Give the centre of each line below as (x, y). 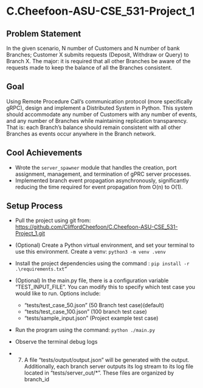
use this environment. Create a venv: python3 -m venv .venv (90, 252)
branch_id (37, 379)
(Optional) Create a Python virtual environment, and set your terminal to (105, 245)
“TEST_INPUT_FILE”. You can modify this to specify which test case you (105, 287)
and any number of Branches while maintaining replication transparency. (97, 120)
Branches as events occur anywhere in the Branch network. (81, 133)
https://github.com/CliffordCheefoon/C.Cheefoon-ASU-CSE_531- (96, 227)
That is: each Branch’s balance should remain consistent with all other (94, 127)
